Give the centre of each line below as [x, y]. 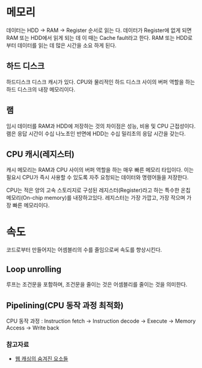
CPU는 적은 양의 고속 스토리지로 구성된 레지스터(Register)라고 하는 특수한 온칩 [99, 190]
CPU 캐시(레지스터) [41, 154]
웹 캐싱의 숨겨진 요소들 [41, 359]
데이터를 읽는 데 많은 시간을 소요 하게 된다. [67, 45]
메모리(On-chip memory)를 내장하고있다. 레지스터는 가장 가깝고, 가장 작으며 [96, 198]
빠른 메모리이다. [31, 205]
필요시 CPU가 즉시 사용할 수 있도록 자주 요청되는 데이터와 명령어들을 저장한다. [98, 177]
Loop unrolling [34, 269]
